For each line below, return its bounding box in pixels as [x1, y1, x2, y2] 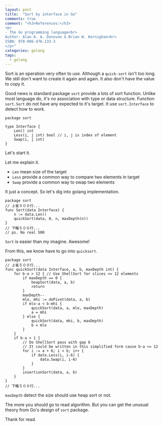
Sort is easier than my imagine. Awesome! [5, 238, 90, 245]
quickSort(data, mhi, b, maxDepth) [31, 319, 104, 324]
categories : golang [5, 48, 45, 53]
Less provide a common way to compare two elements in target [12, 174, 140, 180]
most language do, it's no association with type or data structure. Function [5, 96, 155, 102]
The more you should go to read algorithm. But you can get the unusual [5, 402, 149, 408]
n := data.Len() [14, 212, 47, 217]
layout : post [5, 7, 32, 12]
